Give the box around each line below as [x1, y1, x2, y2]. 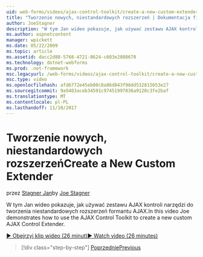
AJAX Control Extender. [6, 221, 65, 228]
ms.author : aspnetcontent [6, 32, 71, 38]
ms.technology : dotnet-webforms [6, 59, 88, 65]
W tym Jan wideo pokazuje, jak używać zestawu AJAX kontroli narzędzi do [6, 201, 193, 209]
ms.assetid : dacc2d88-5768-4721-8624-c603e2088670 [6, 54, 137, 60]
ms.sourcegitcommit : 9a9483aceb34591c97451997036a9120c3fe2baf [6, 88, 169, 94]
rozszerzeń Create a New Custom [6, 156, 176, 170]
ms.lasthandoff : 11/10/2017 [6, 104, 77, 111]
